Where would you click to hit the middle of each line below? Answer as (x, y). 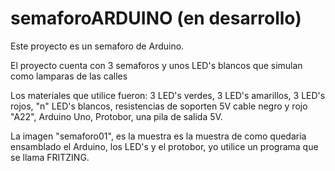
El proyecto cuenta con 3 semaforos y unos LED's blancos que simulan (156, 65)
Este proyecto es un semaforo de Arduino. (97, 46)
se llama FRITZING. (50, 157)
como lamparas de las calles (69, 76)
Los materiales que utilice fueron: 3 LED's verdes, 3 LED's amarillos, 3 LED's (168, 95)
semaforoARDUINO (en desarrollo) (156, 18)
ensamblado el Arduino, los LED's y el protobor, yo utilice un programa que (164, 146)
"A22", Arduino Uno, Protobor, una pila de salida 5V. (116, 116)
